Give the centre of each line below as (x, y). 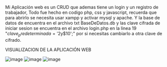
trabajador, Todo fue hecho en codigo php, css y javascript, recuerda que (81, 12)
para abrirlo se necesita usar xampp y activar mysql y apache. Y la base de (82, 18)
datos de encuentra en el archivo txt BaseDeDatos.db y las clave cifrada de (83, 23)
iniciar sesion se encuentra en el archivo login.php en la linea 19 (71, 28)
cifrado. (13, 40)
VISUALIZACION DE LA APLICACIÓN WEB (48, 50)
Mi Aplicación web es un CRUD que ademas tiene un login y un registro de (82, 7)
